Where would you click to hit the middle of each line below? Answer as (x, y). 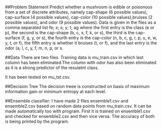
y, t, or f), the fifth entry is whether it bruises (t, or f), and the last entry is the (81, 43)
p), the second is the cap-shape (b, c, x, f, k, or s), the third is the (70, 33)
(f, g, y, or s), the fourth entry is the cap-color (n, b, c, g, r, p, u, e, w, (89, 38)
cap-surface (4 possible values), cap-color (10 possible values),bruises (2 (79, 17)
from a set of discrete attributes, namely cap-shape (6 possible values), (76, 12)
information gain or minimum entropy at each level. (56, 92)
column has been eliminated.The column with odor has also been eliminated (81, 63)
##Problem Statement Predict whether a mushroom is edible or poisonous (79, 7)
